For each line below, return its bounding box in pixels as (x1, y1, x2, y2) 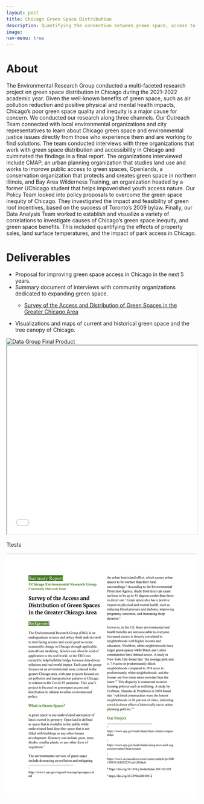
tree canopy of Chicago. (14, 326, 75, 333)
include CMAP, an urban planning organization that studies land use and (6, 159, 186, 166)
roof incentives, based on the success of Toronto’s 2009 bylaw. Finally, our (6, 204, 193, 211)
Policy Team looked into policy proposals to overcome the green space (6, 191, 183, 199)
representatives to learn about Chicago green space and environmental (6, 127, 184, 134)
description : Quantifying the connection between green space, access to (6, 22, 196, 28)
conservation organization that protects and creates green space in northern (6, 172, 197, 179)
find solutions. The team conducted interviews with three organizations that (6, 140, 194, 147)
